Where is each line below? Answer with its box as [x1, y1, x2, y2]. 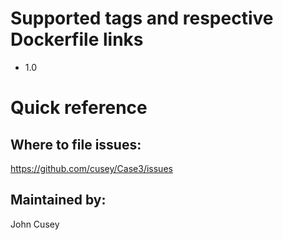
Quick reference [10, 97, 148, 119]
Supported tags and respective [10, 7, 274, 30]
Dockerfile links [10, 28, 144, 51]
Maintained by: [10, 192, 107, 209]
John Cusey [10, 218, 60, 230]
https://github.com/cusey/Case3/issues [10, 162, 173, 174]
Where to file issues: [10, 136, 142, 153]
